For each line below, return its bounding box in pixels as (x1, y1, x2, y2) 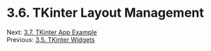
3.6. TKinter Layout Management (6, 5, 205, 21)
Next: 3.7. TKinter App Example (6, 28, 97, 36)
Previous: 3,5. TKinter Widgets (6, 35, 95, 43)
